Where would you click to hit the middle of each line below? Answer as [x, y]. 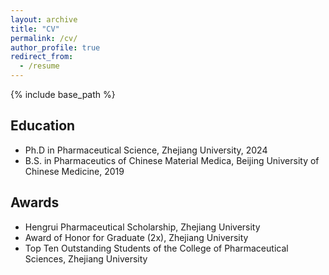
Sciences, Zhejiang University [86, 258]
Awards [35, 202]
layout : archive [44, 19]
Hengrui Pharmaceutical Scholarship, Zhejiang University [142, 227]
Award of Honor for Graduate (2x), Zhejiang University [136, 237]
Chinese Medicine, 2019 [74, 171]
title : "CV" [35, 29]
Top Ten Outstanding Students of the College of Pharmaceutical [156, 248]
